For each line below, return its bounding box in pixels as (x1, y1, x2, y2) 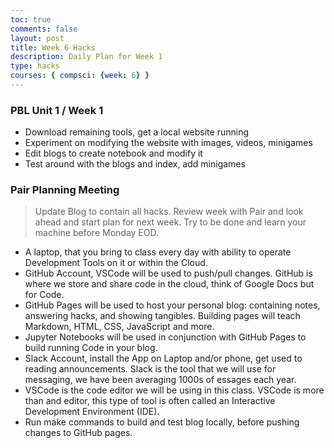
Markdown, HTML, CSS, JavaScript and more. (24, 321, 215, 333)
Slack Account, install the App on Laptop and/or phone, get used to (24, 352, 303, 365)
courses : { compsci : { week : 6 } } (10, 71, 150, 81)
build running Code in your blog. (24, 342, 158, 354)
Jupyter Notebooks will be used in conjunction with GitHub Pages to (24, 331, 307, 343)
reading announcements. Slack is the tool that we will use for (24, 363, 277, 375)
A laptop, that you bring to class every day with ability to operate (24, 246, 292, 258)
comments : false (10, 24, 78, 34)
